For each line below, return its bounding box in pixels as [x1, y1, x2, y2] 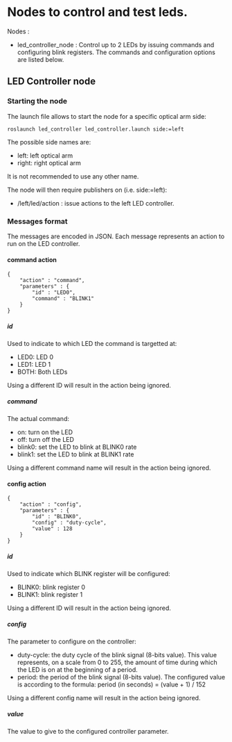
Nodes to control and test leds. [7, 4, 188, 20]
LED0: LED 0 [17, 353, 54, 361]
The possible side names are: [7, 138, 91, 146]
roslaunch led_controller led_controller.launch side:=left [7, 126, 185, 133]
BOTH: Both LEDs [17, 368, 68, 376]
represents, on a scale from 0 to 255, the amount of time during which [17, 658, 218, 667]
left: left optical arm [17, 151, 73, 160]
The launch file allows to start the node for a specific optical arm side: [7, 112, 206, 120]
